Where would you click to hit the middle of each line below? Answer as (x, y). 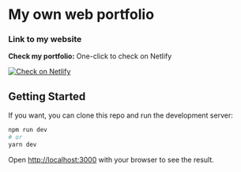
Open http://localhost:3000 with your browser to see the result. (111, 159)
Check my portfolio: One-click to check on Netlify (90, 56)
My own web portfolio (81, 15)
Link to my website (45, 39)
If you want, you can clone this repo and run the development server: (120, 115)
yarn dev (23, 145)
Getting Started (47, 96)
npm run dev (28, 130)
